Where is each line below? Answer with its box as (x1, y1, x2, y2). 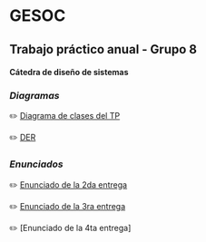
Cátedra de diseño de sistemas (9, 67, 129, 78)
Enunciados (9, 158, 64, 170)
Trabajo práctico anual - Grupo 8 (9, 42, 198, 57)
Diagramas (9, 90, 60, 102)
